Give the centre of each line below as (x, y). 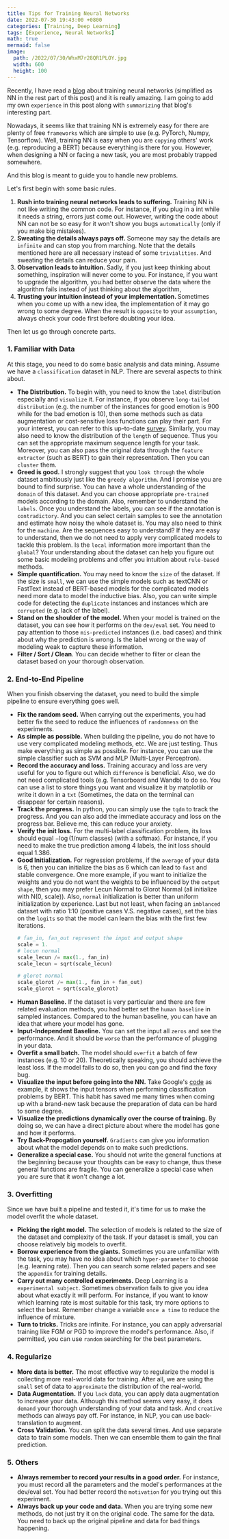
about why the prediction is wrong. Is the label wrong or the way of (111, 639)
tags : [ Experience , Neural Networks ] (61, 33)
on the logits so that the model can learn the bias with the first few (112, 918)
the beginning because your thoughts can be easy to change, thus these (119, 1162)
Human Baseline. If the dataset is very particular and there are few (111, 1002)
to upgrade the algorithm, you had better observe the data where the (114, 282)
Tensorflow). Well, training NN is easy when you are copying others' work (110, 140)
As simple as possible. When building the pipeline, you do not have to (116, 737)
